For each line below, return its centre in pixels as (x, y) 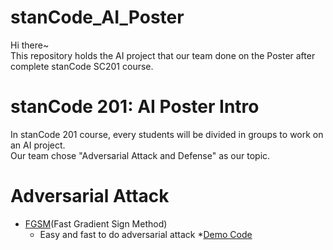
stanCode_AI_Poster (97, 17)
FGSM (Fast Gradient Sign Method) (96, 223)
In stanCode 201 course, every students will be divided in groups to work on (167, 134)
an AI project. (38, 145)
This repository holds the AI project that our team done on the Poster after (163, 55)
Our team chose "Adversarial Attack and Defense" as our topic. (140, 155)
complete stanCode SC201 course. (82, 66)
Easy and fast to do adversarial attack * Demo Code (146, 234)
